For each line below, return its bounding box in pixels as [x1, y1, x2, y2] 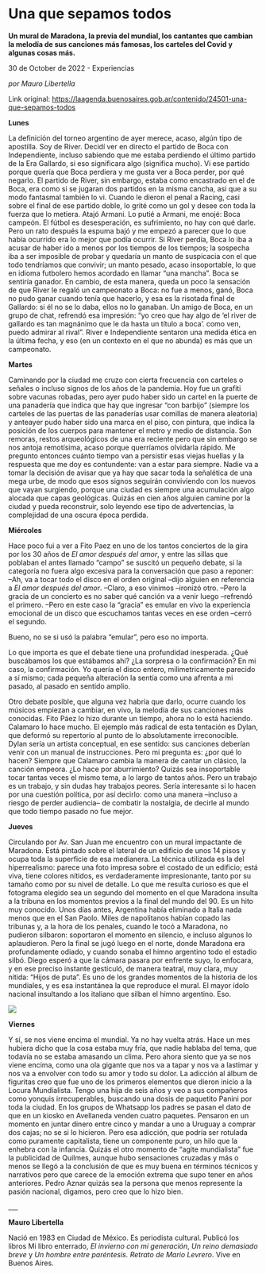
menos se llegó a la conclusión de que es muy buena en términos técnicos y [8, 1161, 258, 1171]
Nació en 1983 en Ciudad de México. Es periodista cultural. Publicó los [8, 1233, 240, 1242]
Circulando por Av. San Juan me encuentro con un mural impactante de [8, 837, 242, 847]
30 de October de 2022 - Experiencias [8, 63, 135, 72]
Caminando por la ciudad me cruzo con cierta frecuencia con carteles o [8, 375, 244, 384]
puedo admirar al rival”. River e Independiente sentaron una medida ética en [8, 327, 256, 337]
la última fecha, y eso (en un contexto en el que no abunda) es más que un [8, 335, 253, 346]
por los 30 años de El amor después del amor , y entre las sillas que [8, 549, 229, 558]
